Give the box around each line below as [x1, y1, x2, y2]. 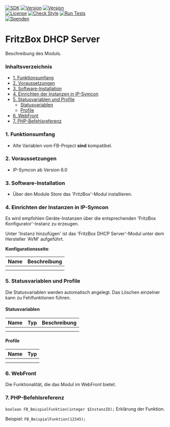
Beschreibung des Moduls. [5, 50, 62, 56]
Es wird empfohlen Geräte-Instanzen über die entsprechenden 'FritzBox [5, 215, 156, 221]
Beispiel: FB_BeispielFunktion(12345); [5, 416, 86, 422]
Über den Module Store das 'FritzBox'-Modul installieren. [12, 191, 132, 197]
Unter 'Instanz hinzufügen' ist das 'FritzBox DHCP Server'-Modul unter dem [5, 231, 164, 237]
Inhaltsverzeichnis [5, 63, 52, 70]
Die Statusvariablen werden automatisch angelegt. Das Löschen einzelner [5, 289, 160, 295]
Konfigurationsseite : [5, 246, 50, 252]
